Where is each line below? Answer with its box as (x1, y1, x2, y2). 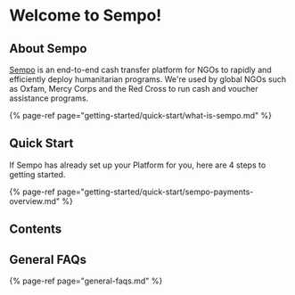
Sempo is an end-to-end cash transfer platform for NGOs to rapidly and (9, 64, 272, 75)
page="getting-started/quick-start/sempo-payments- (56, 186, 254, 197)
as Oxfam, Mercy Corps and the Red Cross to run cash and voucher (9, 84, 258, 94)
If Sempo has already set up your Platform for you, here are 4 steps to (9, 160, 266, 170)
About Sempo (9, 41, 87, 56)
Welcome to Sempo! (9, 5, 162, 26)
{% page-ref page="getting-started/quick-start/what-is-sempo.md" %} (9, 111, 272, 120)
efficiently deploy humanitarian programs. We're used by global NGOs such (9, 74, 287, 85)
